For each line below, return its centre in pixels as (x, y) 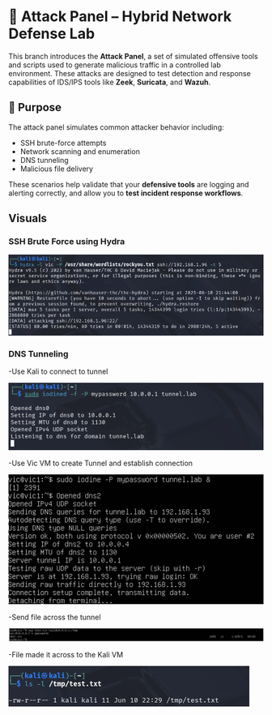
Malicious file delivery (57, 169)
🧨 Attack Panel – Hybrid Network (120, 17)
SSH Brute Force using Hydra (67, 242)
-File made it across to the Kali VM (66, 655)
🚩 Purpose (35, 107)
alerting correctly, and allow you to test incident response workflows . (126, 193)
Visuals (28, 218)
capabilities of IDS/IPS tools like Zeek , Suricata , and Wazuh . (110, 82)
